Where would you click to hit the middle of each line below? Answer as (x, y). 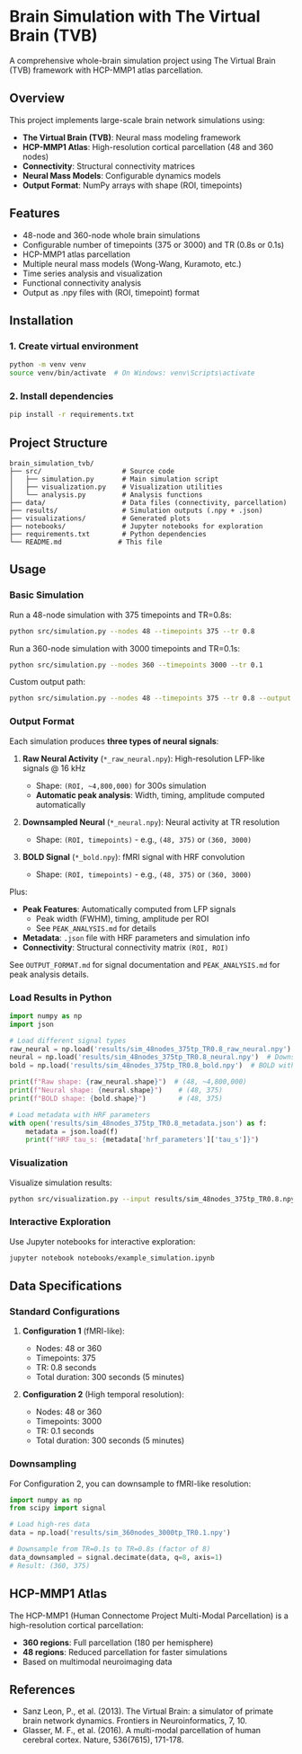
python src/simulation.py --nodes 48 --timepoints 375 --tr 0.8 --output (151, 698)
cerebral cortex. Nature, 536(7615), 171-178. (103, 1740)
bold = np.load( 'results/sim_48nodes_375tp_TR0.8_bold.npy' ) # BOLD (142, 1066)
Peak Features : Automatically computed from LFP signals (129, 908)
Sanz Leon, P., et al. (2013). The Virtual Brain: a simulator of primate (148, 1711)
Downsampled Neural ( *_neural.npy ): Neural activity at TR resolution (151, 822)
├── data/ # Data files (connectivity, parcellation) (148, 502)
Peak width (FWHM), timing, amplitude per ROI (122, 918)
